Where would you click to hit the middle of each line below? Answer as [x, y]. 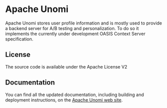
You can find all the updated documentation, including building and [75, 94]
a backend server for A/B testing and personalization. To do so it [72, 28]
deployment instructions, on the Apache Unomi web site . [64, 100]
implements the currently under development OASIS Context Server [75, 33]
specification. [19, 39]
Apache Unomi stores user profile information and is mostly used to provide [84, 23]
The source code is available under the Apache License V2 [66, 66]
